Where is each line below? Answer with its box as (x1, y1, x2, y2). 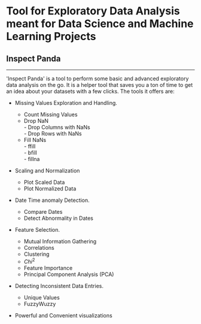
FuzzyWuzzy (23, 300, 56, 307)
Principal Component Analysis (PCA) (23, 271, 114, 278)
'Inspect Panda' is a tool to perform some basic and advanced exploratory (6, 75, 189, 82)
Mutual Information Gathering (23, 238, 97, 245)
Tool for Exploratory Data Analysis (6, 4, 181, 18)
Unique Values (23, 293, 60, 301)
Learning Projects (6, 30, 96, 43)
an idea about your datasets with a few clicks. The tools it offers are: (6, 88, 175, 95)
